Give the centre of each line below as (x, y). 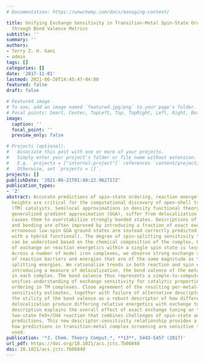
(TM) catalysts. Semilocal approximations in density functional (96, 208)
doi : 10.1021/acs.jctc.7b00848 (46, 349)
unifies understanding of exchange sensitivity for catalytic (92, 282)
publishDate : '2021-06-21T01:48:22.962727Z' (63, 180)
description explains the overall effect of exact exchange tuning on (103, 310)
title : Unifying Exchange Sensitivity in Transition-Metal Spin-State (97, 23)
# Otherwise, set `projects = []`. (54, 169)
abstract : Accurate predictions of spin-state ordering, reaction (92, 197)
